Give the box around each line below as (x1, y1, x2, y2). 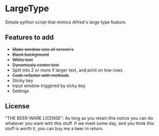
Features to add (5, 33, 54, 42)
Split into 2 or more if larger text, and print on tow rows (12, 67, 123, 73)
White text (12, 57, 33, 63)
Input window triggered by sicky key (12, 83, 86, 89)
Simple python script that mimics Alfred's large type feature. (5, 19, 127, 25)
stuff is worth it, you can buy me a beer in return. (5, 125, 104, 131)
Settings (12, 88, 29, 93)
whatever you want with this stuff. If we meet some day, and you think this (5, 120, 155, 126)
